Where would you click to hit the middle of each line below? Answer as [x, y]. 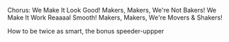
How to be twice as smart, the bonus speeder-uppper [86, 31]
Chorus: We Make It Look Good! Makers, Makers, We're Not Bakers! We [112, 10]
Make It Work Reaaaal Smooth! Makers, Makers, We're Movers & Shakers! [115, 17]
